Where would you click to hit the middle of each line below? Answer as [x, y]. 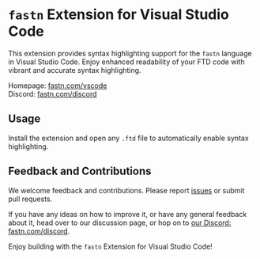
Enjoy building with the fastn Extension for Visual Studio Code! [111, 246]
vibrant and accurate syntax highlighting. [75, 70]
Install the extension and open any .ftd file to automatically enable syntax [128, 138]
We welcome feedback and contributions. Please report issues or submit [126, 190]
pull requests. [30, 199]
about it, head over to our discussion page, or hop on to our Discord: [120, 223]
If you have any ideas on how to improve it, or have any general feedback [128, 214]
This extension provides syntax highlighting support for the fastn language [130, 53]
